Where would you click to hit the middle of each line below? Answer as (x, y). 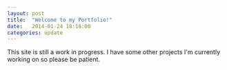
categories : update (35, 33)
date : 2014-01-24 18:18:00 (49, 26)
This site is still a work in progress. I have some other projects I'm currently (114, 52)
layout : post (26, 13)
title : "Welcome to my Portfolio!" (60, 20)
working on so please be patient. (54, 60)
